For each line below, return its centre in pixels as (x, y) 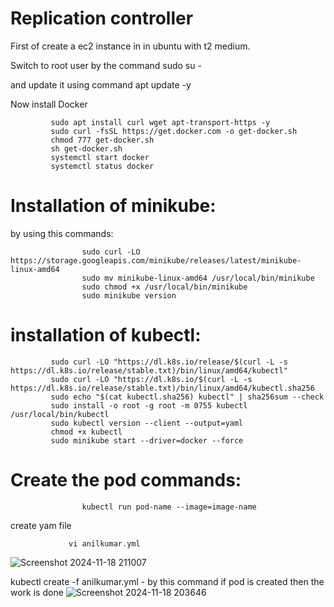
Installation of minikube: (113, 206)
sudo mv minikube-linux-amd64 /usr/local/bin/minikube (198, 278)
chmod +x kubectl (86, 432)
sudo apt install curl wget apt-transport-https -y (160, 122)
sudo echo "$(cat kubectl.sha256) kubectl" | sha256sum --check (187, 397)
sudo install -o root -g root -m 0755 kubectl (149, 405)
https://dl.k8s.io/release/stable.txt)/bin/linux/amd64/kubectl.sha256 (162, 388)
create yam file (41, 525)
